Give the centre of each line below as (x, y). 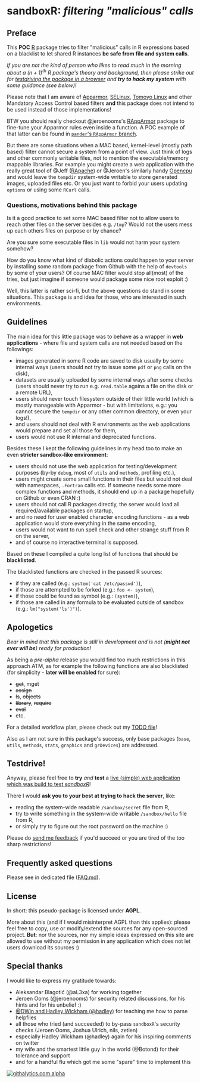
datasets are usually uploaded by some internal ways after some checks (104, 379)
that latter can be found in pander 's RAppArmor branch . (72, 134)
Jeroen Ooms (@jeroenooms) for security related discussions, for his (100, 998)
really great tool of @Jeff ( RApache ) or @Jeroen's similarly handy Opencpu (99, 171)
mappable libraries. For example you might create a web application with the (100, 164)
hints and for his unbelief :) (49, 1005)
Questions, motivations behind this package (72, 205)
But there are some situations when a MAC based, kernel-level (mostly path (99, 145)
